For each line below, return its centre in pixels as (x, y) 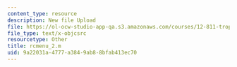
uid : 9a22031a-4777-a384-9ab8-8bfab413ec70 (72, 53)
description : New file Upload (52, 20)
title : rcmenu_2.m (34, 46)
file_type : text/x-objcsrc (47, 33)
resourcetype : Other (38, 40)
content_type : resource (42, 14)
